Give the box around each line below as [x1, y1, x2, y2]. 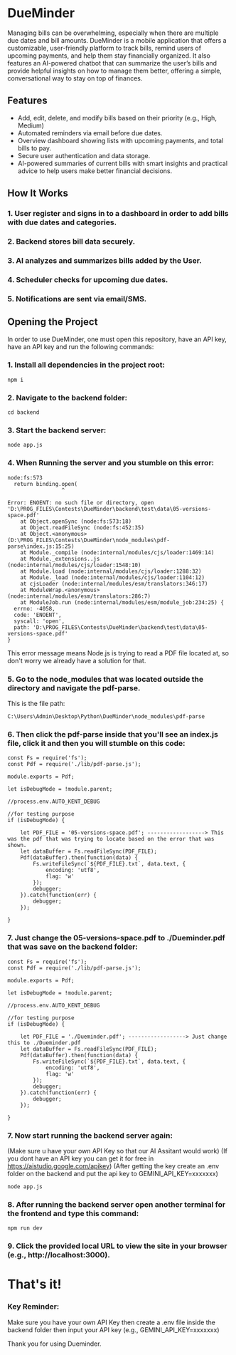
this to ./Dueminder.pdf [7, 1039, 81, 1047]
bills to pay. [17, 144, 52, 152]
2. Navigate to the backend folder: [7, 393, 128, 403]
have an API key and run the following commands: [7, 342, 154, 351]
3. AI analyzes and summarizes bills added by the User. [7, 255, 203, 265]
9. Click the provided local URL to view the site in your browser [7, 1241, 227, 1251]
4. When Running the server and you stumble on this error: [7, 458, 215, 468]
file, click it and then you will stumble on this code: [7, 738, 186, 748]
